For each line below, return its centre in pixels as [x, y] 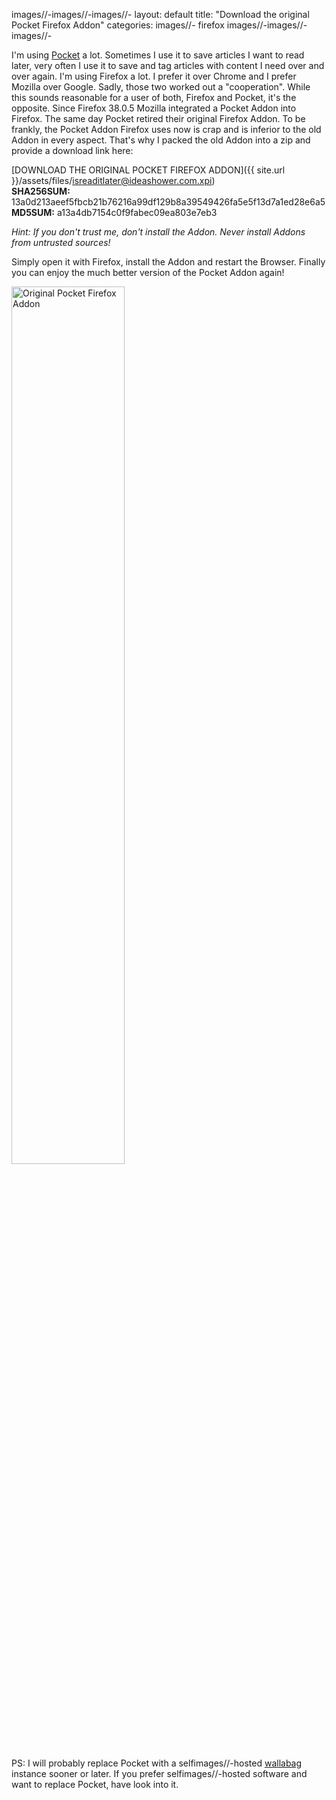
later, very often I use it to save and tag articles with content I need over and [168, 65]
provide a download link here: [72, 150]
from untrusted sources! [61, 242]
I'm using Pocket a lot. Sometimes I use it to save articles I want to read [158, 55]
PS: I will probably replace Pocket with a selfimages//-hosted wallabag [157, 1763]
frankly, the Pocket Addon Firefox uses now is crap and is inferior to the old [166, 129]
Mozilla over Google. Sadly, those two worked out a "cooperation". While [161, 87]
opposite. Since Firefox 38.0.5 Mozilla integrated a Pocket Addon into [154, 108]
